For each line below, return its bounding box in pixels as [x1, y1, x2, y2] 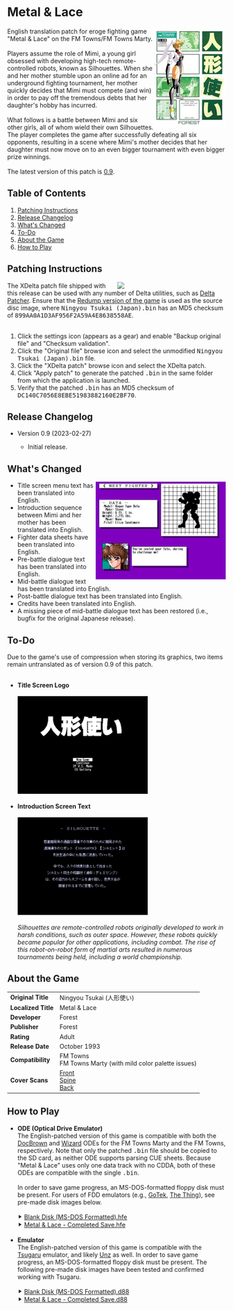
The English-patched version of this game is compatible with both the [17, 1131, 217, 1140]
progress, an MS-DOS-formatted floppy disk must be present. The [17, 1258, 207, 1266]
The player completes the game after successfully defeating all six [7, 130, 198, 139]
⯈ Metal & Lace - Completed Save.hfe [17, 1220, 126, 1229]
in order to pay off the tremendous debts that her [7, 93, 148, 101]
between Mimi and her [17, 511, 82, 520]
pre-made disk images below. [17, 1197, 103, 1206]
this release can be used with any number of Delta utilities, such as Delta [7, 289, 215, 297]
